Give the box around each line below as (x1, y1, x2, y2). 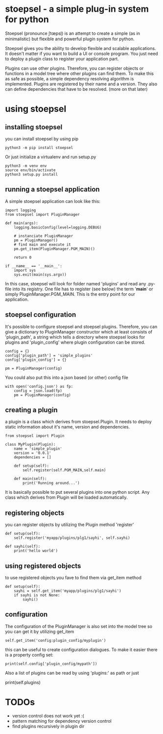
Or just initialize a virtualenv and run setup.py (5, 153, 96, 160)
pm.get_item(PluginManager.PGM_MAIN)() (14, 246, 95, 251)
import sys (14, 268, 36, 273)
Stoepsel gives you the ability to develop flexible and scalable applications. (5, 45, 156, 51)
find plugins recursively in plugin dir (12, 723, 85, 729)
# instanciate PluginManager (14, 233, 73, 238)
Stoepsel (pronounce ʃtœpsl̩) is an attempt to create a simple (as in (5, 30, 140, 36)
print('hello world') (14, 548, 58, 554)
